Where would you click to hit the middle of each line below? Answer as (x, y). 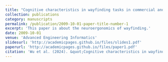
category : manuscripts (29, 19)
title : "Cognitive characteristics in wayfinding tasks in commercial (80, 10)
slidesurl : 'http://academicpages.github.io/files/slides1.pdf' (73, 42)
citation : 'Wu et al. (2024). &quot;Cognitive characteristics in (76, 51)
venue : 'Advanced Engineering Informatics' (51, 38)
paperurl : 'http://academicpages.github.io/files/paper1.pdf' (71, 47)
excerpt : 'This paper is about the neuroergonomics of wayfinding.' (78, 28)
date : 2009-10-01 (23, 33)
